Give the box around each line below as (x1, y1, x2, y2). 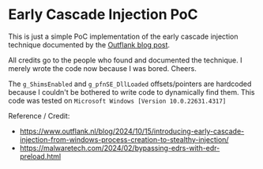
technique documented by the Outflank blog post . (8, 39, 171, 49)
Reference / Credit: (8, 111, 70, 120)
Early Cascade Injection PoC (8, 6, 198, 24)
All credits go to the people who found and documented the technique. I (8, 55, 242, 65)
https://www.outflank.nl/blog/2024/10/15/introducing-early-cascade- (19, 126, 245, 136)
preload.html (19, 152, 62, 161)
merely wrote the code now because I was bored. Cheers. (8, 63, 197, 73)
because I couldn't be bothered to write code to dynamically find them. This (8, 87, 255, 96)
